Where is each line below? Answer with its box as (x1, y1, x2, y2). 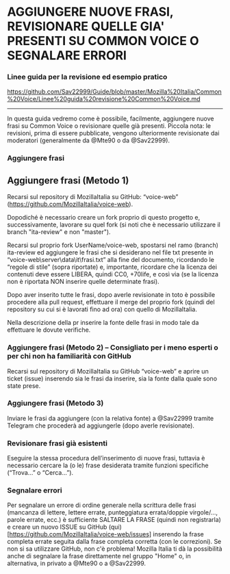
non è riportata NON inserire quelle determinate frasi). (7, 278, 159, 286)
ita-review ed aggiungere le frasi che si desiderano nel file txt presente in (7, 248, 214, 257)
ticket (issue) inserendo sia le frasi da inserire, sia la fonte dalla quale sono (7, 374, 218, 382)
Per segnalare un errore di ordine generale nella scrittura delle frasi (7, 501, 196, 510)
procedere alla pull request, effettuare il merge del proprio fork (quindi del (7, 298, 215, 306)
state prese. (7, 381, 41, 390)
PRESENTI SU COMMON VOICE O (7, 34, 200, 49)
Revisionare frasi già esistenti (7, 439, 108, 448)
